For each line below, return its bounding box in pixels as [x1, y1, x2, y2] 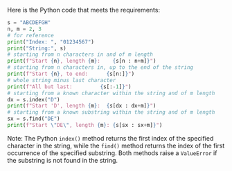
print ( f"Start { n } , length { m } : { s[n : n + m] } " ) [7, 58, 157, 65]
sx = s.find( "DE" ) [7, 115, 60, 123]
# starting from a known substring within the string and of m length [7, 109, 215, 116]
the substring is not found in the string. [7, 156, 118, 164]
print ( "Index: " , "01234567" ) [7, 38, 95, 46]
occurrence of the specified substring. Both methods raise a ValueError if [7, 148, 217, 157]
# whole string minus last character [7, 77, 116, 83]
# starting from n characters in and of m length [7, 51, 154, 58]
